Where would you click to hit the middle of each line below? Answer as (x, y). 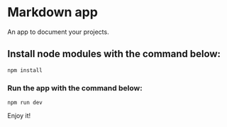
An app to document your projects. (58, 32)
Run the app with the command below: (75, 87)
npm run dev (25, 103)
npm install (25, 70)
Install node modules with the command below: (114, 54)
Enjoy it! (19, 116)
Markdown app (52, 12)
